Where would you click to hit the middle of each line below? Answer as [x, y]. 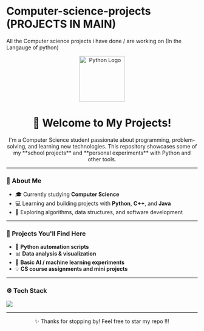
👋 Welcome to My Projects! [102, 123]
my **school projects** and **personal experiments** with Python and [102, 153]
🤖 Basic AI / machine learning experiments [70, 262]
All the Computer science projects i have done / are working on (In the [94, 41]
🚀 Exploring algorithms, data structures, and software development [99, 212]
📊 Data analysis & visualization [56, 254]
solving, [17, 146]
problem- [184, 140]
